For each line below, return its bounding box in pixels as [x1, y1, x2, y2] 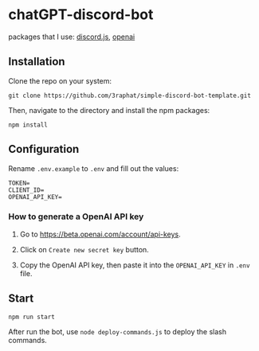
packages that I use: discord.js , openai [8, 32, 135, 41]
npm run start [8, 313, 56, 321]
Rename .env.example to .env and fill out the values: [8, 163, 179, 173]
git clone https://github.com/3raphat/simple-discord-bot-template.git [8, 92, 251, 99]
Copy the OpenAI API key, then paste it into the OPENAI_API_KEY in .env [19, 260, 250, 270]
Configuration [8, 142, 80, 156]
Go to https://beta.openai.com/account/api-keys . [19, 229, 181, 239]
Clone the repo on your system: [8, 76, 112, 85]
